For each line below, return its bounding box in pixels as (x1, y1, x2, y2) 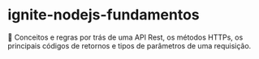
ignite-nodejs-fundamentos (7, 6, 200, 24)
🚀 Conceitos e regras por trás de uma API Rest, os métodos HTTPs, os (7, 32, 244, 42)
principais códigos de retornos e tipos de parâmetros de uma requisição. (7, 40, 252, 50)
